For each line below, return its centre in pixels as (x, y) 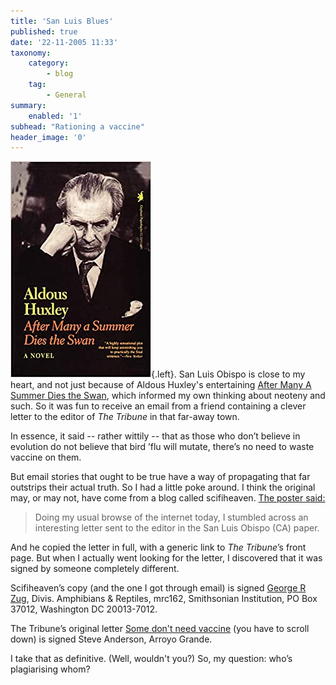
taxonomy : (31, 53)
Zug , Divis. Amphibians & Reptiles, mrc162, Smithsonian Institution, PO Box (164, 599)
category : (49, 63)
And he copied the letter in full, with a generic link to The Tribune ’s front (158, 547)
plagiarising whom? (50, 669)
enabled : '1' (55, 116)
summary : (28, 105)
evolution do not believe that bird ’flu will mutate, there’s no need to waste (162, 447)
